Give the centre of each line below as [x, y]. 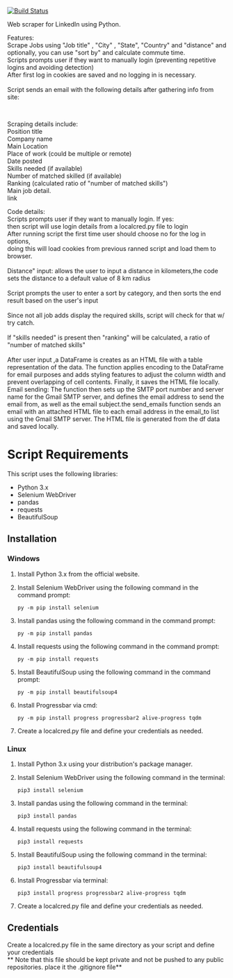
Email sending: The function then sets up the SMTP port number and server [115, 389]
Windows [24, 559]
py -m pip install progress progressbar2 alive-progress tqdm [109, 718]
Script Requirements [68, 455]
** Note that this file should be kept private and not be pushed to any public [115, 959]
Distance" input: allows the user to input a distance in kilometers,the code [113, 271]
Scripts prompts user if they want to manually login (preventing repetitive [112, 60]
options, [19, 241]
